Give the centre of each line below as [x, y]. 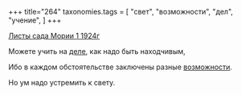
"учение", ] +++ [35, 20]
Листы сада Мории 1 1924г [54, 36]
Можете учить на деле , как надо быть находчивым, [97, 51]
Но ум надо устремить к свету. [62, 83]
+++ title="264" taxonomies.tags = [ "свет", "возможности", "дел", [121, 12]
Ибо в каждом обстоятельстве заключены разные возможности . [120, 67]
